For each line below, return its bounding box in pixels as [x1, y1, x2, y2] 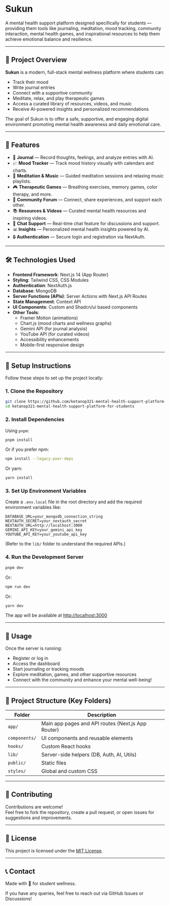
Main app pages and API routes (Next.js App [41, 720, 147, 727]
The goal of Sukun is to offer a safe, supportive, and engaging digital [5, 115, 148, 122]
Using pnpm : [5, 428, 29, 434]
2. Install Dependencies [5, 416, 65, 423]
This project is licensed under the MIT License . [5, 848, 103, 854]
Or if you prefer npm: [5, 446, 49, 452]
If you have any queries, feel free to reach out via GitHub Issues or [5, 890, 144, 896]
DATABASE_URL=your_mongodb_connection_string [5, 514, 103, 519]
